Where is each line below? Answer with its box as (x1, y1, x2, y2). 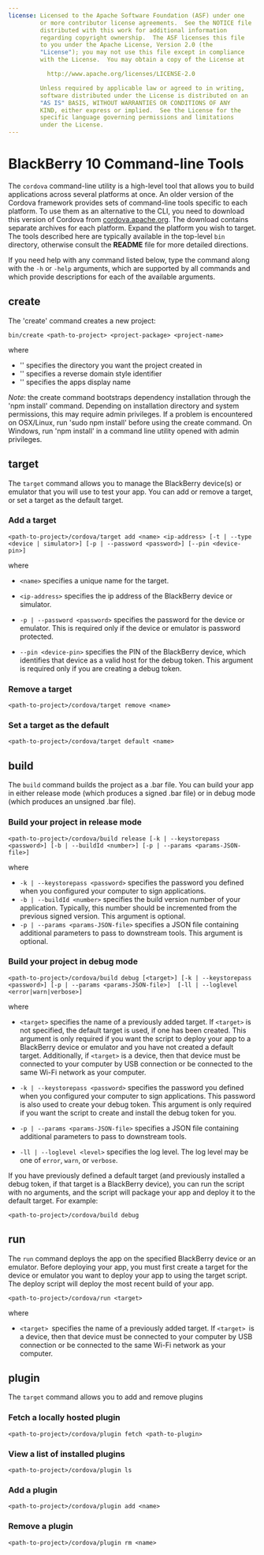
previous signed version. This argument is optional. (19, 911, 186, 921)
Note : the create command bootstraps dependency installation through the (8, 392, 251, 402)
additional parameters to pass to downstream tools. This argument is (19, 928, 243, 938)
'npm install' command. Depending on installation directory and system (8, 401, 240, 410)
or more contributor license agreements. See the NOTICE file (39, 19, 252, 27)
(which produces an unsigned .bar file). (8, 797, 136, 806)
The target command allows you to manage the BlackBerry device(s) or (8, 478, 242, 488)
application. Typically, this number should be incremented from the (19, 903, 238, 912)
